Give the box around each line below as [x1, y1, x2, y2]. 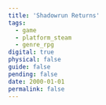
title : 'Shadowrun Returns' [8, 11, 101, 20]
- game [15, 26, 37, 34]
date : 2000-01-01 [8, 77, 65, 85]
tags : [8, 19, 26, 27]
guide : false [8, 63, 51, 71]
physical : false [8, 56, 61, 64]
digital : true [8, 48, 55, 56]
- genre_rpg [15, 41, 55, 49]
